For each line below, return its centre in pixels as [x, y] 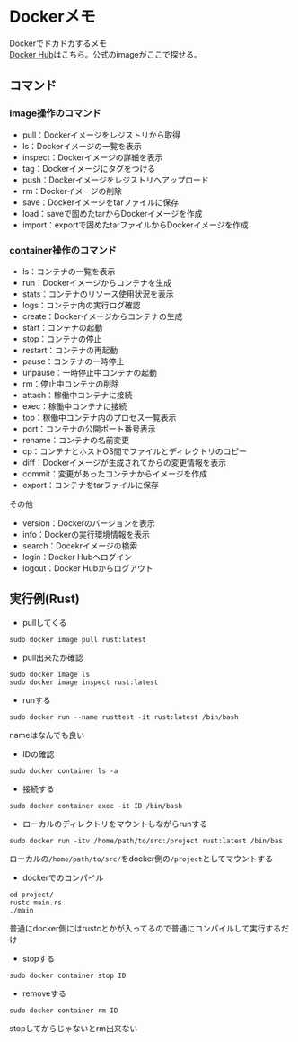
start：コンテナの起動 [62, 327]
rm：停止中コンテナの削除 [70, 383]
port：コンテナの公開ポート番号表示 [89, 428]
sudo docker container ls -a [64, 771]
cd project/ [31, 895]
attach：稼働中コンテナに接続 [77, 395]
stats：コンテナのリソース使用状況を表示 [98, 294]
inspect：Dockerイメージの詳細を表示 [92, 157]
